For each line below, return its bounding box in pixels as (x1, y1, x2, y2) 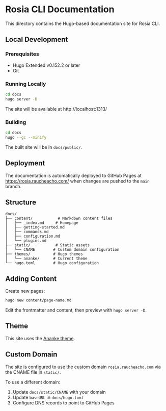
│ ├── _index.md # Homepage (5, 220, 79, 225)
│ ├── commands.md (5, 229, 49, 235)
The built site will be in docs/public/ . (5, 144, 82, 150)
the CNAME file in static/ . (5, 369, 61, 375)
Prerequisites (5, 50, 39, 58)
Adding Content (5, 274, 57, 283)
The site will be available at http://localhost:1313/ (5, 106, 107, 112)
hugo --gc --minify (5, 135, 47, 140)
